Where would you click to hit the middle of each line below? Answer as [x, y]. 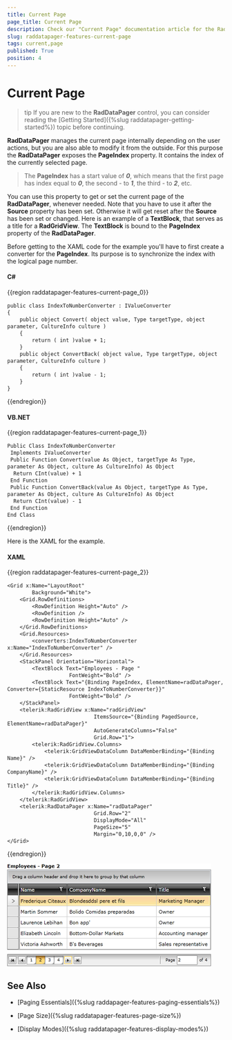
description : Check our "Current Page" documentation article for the [111, 29]
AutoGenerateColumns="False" [135, 731]
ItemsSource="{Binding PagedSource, [146, 717]
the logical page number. [42, 261]
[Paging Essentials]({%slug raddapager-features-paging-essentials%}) [118, 1002]
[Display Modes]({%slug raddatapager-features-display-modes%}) [113, 1029]
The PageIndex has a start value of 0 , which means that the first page [124, 175]
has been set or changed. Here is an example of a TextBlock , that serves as [115, 218]
